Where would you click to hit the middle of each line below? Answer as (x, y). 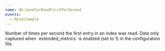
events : (13, 14)
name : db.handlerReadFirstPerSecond (43, 10)
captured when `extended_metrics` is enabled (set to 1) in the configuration (82, 38)
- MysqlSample (24, 19)
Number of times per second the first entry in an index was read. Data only (82, 33)
